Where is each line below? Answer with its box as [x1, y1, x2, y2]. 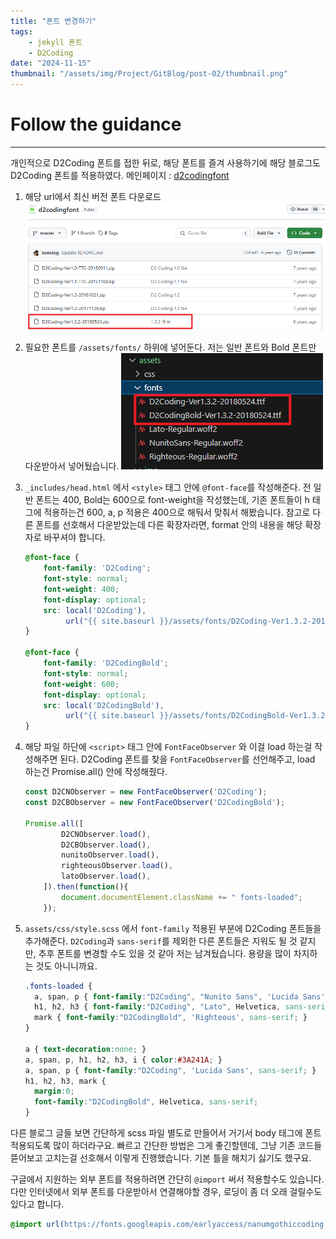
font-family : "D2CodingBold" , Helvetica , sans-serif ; [34, 1097, 259, 1107]
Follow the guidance [10, 113, 182, 136]
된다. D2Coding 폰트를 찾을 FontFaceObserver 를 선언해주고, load [59, 753, 316, 765]
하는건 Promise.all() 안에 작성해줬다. [24, 766, 168, 778]
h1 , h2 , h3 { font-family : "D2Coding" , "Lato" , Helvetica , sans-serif [34, 1002, 330, 1012]
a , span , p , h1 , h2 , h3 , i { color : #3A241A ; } [24, 1055, 223, 1065]
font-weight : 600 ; [43, 679, 120, 689]
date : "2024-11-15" [10, 58, 92, 69]
